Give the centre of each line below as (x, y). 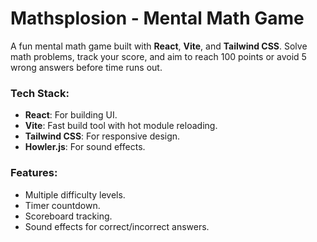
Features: (34, 173)
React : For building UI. (71, 115)
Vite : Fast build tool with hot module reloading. (121, 126)
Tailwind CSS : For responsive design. (102, 136)
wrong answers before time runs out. (86, 67)
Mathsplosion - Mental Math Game (157, 18)
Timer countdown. (62, 205)
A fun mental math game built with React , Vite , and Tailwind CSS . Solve (159, 46)
